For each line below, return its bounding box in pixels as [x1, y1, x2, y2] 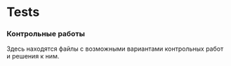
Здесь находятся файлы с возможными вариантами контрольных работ [6, 44, 224, 53]
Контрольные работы [6, 29, 86, 39]
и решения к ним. [6, 52, 60, 60]
